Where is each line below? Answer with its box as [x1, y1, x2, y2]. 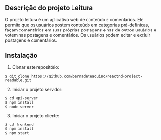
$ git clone [5, 74, 29, 78]
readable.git [5, 78, 32, 83]
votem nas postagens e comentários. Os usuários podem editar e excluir [5, 32, 151, 38]
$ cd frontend [5, 122, 34, 127]
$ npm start [5, 130, 29, 135]
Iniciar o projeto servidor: [12, 86, 63, 92]
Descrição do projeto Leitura [5, 4, 93, 12]
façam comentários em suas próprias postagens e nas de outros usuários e [5, 27, 157, 33]
